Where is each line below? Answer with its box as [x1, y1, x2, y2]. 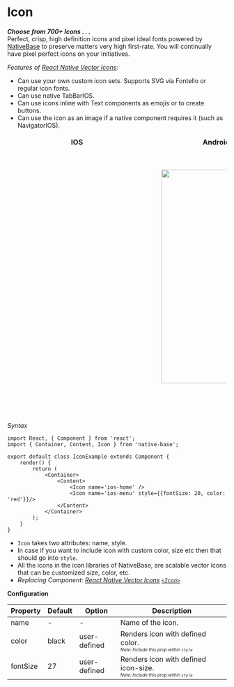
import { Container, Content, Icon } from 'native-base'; [7, 441, 179, 448]
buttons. [17, 106, 42, 114]
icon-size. [120, 663, 155, 672]
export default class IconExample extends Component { [7, 453, 170, 460]
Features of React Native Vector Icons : [7, 63, 118, 71]
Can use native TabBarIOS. [17, 91, 95, 100]
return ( [32, 465, 58, 472]
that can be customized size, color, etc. [17, 568, 130, 577]
